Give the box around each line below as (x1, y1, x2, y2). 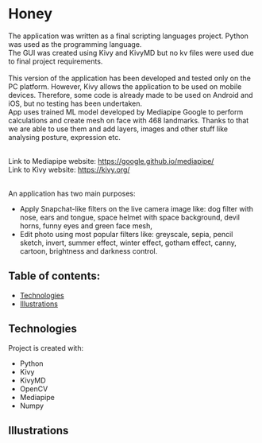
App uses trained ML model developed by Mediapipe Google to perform (8, 107, 244, 116)
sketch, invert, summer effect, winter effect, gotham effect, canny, (19, 238, 237, 247)
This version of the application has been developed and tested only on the (8, 73, 252, 83)
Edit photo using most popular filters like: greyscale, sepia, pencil (19, 229, 233, 239)
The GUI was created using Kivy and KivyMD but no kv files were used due (8, 48, 254, 57)
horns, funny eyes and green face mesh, (19, 220, 153, 231)
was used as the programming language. (8, 39, 142, 49)
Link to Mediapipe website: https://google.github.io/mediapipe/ (8, 156, 214, 165)
